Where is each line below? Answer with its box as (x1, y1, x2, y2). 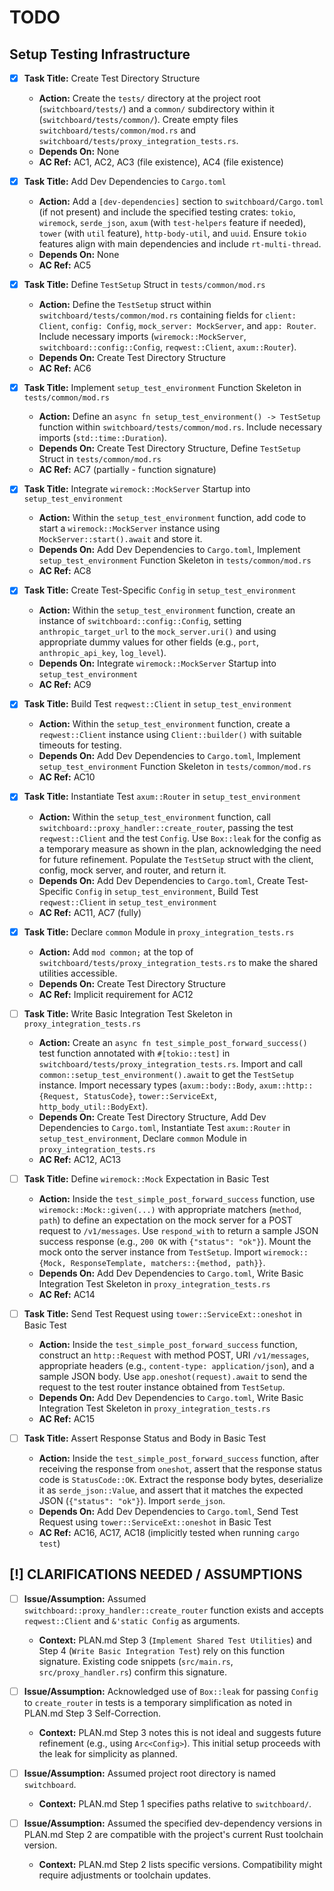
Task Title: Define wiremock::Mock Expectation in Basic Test (23, 1172, 270, 1185)
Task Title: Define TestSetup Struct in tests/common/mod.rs (23, 279, 266, 291)
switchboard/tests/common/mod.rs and (38, 124, 197, 136)
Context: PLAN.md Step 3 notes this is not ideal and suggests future (38, 1726, 322, 1738)
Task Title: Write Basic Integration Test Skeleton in (23, 1007, 233, 1020)
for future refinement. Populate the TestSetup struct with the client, (38, 853, 314, 865)
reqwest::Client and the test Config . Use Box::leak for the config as (38, 832, 322, 844)
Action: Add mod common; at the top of (38, 946, 194, 958)
